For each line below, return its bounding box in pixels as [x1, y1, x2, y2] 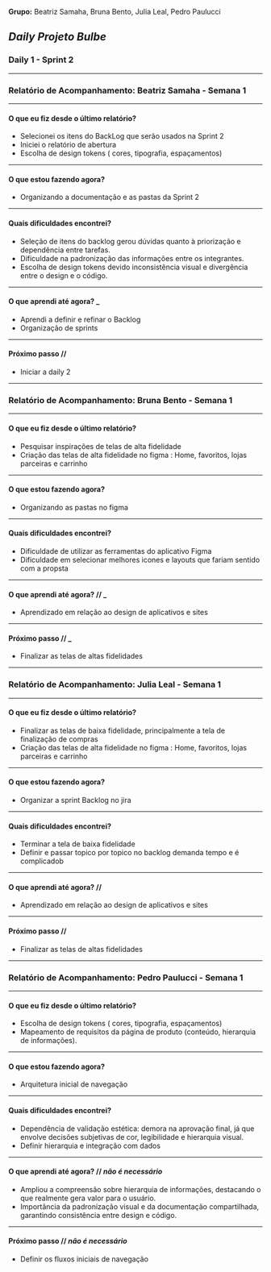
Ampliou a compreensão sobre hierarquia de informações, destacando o [19, 1184, 261, 1194]
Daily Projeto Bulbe [8, 30, 106, 44]
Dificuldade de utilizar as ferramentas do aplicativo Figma [19, 546, 212, 555]
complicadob [19, 856, 65, 866]
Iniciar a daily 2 [19, 367, 71, 376]
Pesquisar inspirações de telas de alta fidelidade [19, 441, 181, 451]
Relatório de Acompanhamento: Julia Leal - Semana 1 [8, 679, 222, 690]
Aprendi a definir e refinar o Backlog [19, 314, 141, 324]
